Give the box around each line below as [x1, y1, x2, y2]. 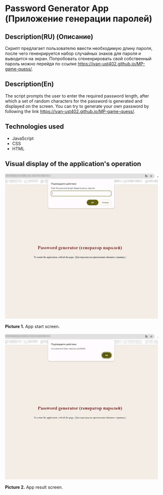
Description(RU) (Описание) [5, 33, 94, 41]
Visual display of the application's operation [5, 160, 142, 168]
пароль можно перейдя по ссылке [5, 61, 77, 66]
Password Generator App [5, 3, 109, 14]
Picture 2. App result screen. [5, 484, 63, 490]
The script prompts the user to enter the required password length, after [5, 93, 149, 99]
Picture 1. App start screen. [5, 323, 60, 329]
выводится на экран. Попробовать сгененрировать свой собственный [5, 56, 152, 61]
